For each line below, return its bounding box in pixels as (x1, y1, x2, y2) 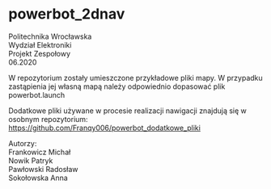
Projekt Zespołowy (8, 48, 71, 58)
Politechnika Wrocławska (8, 31, 92, 41)
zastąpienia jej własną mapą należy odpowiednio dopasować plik (8, 82, 226, 91)
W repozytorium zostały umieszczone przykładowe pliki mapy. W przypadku (8, 73, 263, 82)
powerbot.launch (8, 90, 66, 99)
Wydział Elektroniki (8, 40, 72, 49)
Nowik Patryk (8, 155, 53, 166)
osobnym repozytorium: (8, 114, 88, 124)
